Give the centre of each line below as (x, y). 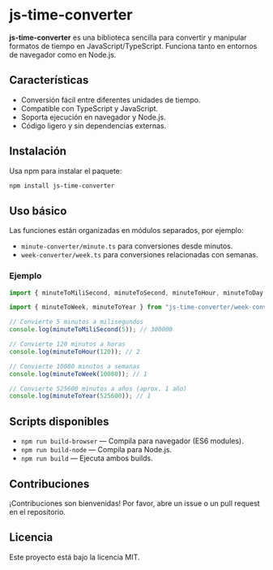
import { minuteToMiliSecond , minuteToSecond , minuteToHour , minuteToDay (136, 293)
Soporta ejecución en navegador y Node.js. (94, 117)
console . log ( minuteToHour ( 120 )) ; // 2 (75, 352)
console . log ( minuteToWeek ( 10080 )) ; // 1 (79, 374)
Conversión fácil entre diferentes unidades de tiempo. (111, 100)
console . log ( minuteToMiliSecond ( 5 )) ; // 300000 (91, 330)
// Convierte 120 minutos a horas (68, 344)
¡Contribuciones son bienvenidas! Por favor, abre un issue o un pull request (134, 503)
